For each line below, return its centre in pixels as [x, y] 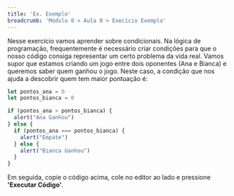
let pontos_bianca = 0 [41, 98]
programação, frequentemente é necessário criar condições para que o [112, 48]
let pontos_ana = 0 [36, 92]
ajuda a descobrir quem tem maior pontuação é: [78, 78]
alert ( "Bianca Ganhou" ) [55, 151]
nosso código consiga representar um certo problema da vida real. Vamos [116, 56]
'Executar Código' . [35, 185]
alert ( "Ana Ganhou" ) [44, 118]
